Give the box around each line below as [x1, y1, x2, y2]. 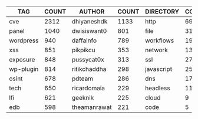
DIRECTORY [145, 8, 180, 15]
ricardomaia [71, 84, 105, 92]
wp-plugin [9, 65, 39, 73]
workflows [145, 36, 174, 45]
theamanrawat [71, 103, 112, 111]
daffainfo [71, 36, 97, 45]
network [145, 46, 168, 54]
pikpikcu [71, 46, 95, 54]
